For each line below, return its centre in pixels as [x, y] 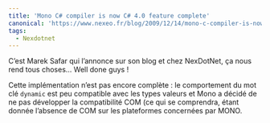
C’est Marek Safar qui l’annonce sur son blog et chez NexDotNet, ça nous [130, 61]
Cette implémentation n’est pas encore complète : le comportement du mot [133, 85]
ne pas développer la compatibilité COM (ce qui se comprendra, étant [124, 102]
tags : [17, 31]
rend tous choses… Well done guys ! [69, 70]
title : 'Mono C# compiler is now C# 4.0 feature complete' [109, 16]
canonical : [27, 23]
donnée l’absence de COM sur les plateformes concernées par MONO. [125, 111]
